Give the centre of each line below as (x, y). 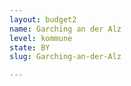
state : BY (30, 47)
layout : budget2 (43, 19)
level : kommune (41, 38)
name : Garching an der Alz (65, 29)
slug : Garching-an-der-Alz (65, 57)
